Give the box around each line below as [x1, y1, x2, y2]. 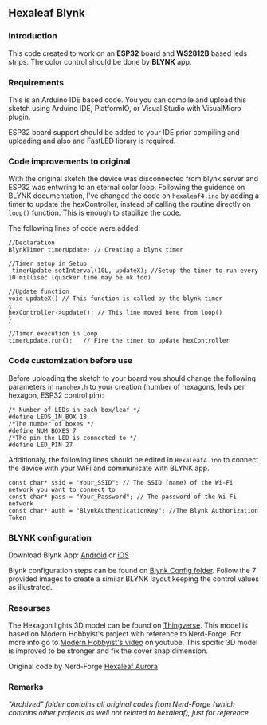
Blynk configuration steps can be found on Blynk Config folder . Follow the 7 [8, 565, 257, 575]
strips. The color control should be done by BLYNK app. [8, 57, 192, 66]
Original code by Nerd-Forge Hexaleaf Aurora [8, 662, 158, 672]
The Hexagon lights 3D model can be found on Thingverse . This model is [8, 620, 249, 630]
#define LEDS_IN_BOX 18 [8, 413, 88, 421]
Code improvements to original [8, 156, 131, 167]
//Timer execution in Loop [8, 330, 98, 338]
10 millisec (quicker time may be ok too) [8, 274, 151, 282]
